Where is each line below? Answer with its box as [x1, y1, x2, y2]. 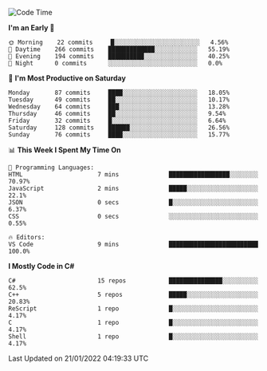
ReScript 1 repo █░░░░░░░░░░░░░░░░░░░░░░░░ [8, 305, 259, 313]
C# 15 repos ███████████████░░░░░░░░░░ [8, 277, 259, 285]
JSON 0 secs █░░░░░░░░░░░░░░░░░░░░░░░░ [8, 199, 259, 207]
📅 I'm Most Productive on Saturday [8, 73, 126, 83]
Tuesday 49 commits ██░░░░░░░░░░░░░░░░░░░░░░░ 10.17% [8, 96, 230, 104]
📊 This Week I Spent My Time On [8, 145, 121, 155]
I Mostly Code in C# [8, 262, 75, 270]
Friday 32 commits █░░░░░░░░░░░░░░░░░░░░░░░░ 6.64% [8, 116, 226, 124]
